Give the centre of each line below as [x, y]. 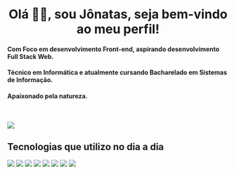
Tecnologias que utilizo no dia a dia [86, 147]
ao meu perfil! [118, 29]
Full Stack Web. [31, 56]
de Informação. [30, 80]
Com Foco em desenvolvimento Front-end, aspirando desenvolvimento [113, 49]
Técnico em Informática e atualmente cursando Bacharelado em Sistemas [117, 72]
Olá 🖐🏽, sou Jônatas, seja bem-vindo [118, 14]
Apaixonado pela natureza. [47, 96]
